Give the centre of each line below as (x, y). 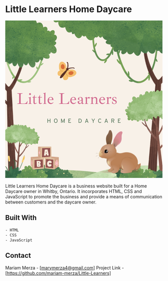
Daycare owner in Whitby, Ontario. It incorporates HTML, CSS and (74, 191)
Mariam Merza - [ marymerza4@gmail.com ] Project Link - (65, 267)
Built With (21, 218)
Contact (18, 256)
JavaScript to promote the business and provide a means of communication (84, 196)
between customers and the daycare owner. (51, 202)
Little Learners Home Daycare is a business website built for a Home (76, 186)
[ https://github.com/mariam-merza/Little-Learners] (58, 273)
